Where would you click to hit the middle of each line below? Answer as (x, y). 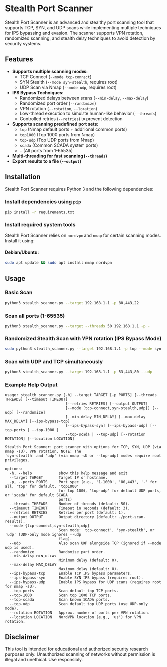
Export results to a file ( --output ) (46, 161)
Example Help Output (32, 385)
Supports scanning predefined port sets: (55, 124)
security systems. (23, 43)
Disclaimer (22, 637)
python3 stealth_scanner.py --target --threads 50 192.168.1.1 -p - (78, 326)
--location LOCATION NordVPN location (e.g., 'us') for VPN (75, 617)
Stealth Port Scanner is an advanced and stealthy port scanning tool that (80, 22)
